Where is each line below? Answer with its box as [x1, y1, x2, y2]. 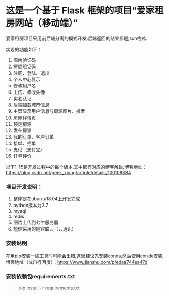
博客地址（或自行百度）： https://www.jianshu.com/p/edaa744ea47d [6, 259, 148, 265]
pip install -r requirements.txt [18, 285, 80, 291]
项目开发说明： [6, 183, 43, 190]
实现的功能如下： [6, 46, 42, 52]
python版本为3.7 [13, 202, 48, 209]
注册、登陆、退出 [13, 70, 50, 76]
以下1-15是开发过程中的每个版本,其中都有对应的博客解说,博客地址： [6, 164, 147, 170]
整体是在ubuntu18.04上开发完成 [13, 196, 80, 202]
